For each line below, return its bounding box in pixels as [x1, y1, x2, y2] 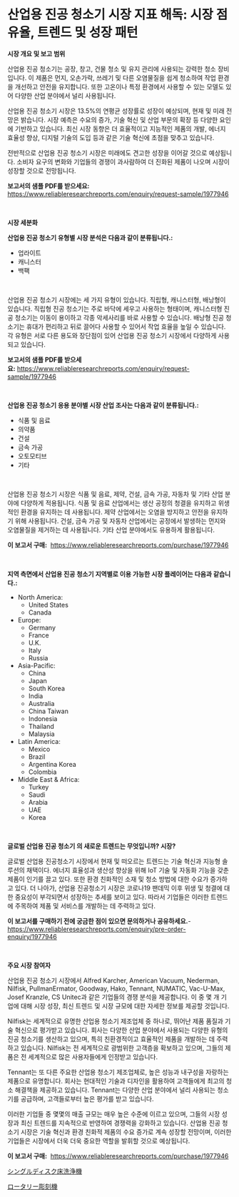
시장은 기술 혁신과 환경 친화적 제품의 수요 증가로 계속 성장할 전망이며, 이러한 [20, 1127, 232, 1136]
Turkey [28, 783, 49, 791]
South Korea [28, 684, 66, 692]
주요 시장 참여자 [7, 960, 51, 969]
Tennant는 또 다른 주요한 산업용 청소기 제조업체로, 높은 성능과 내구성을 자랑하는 [7, 1068, 230, 1076]
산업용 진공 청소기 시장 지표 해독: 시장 [7, 6, 214, 23]
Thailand [28, 722, 55, 730]
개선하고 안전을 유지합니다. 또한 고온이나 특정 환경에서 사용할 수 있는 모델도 [14, 82, 225, 91]
